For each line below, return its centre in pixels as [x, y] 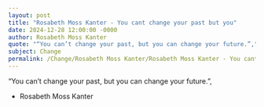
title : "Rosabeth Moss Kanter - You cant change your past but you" [123, 23]
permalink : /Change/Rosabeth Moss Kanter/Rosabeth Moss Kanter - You [125, 59]
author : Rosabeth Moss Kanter [58, 37]
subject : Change [35, 52]
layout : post [29, 15]
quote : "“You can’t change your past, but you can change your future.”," [133, 45]
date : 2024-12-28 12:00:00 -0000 [63, 30]
